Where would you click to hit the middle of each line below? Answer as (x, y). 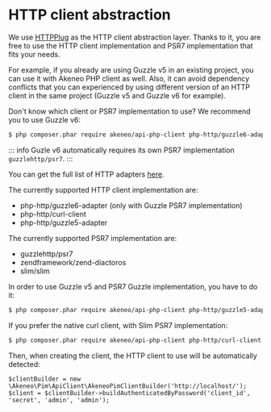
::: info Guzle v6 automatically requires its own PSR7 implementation (122, 150)
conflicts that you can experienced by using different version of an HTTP (129, 87)
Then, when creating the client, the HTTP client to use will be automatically (133, 356)
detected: (24, 364)
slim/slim (35, 271)
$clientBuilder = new (45, 379)
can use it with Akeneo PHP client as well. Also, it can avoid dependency (129, 78)
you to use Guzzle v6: (45, 119)
